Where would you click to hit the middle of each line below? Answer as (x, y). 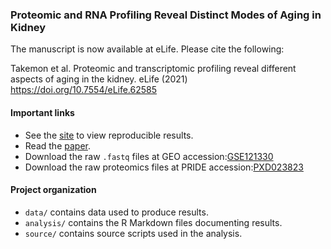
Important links (42, 112)
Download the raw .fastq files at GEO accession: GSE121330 (149, 156)
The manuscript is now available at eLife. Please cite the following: (147, 49)
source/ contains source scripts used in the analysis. (133, 233)
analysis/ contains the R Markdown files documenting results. (153, 222)
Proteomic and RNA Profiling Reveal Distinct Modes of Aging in (166, 15)
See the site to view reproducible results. (109, 135)
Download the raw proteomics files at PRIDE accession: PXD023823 (164, 167)
